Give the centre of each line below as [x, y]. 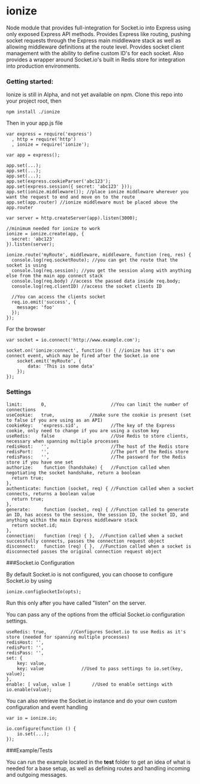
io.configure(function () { [41, 728]
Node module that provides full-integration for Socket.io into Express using [99, 28]
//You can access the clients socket [59, 297]
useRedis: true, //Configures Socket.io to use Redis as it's [96, 632]
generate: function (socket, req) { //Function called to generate [97, 509]
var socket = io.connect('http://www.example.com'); [73, 340]
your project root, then [34, 101]
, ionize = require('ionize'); [51, 145]
